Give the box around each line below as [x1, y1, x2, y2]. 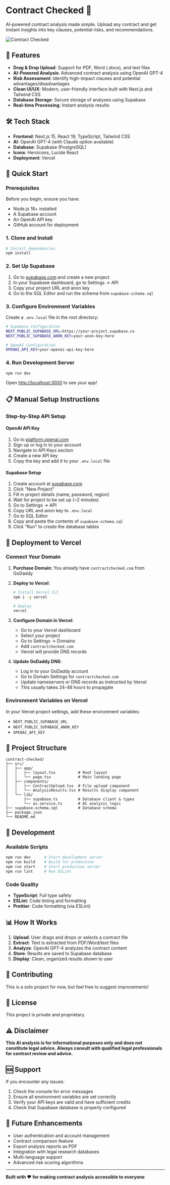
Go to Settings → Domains [20, 638, 75, 644]
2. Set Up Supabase [6, 263, 55, 270]
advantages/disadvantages [13, 80, 70, 86]
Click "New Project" [13, 486, 54, 492]
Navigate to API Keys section [13, 447, 74, 453]
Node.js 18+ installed [13, 206, 57, 212]
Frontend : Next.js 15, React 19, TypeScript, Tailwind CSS [13, 133, 131, 139]
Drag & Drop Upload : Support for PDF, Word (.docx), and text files [13, 64, 150, 70]
